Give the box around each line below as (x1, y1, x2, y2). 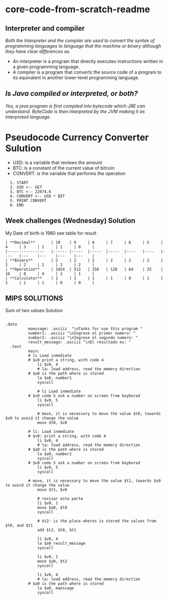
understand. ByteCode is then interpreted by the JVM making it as (5, 108, 145, 114)
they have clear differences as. (5, 49, 71, 54)
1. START (10, 180, 29, 185)
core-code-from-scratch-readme (5, 4, 151, 15)
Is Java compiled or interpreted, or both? (5, 89, 138, 98)
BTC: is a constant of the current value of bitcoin (12, 165, 115, 171)
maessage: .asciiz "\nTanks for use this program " (28, 326, 143, 332)
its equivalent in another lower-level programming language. (12, 75, 139, 80)
